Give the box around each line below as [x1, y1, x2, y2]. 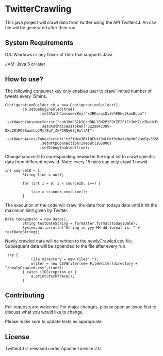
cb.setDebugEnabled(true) [22, 107, 75, 112]
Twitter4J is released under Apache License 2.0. [5, 346, 102, 352]
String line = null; [22, 172, 64, 177]
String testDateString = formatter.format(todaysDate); [22, 221, 138, 226]
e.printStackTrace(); [31, 273, 75, 279]
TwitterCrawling [5, 3, 72, 15]
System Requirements [5, 39, 74, 47]
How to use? [5, 75, 44, 84]
